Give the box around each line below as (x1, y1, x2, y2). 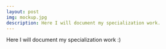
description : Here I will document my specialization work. (6, 20, 161, 26)
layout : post (6, 8, 39, 15)
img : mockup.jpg (6, 14, 47, 20)
